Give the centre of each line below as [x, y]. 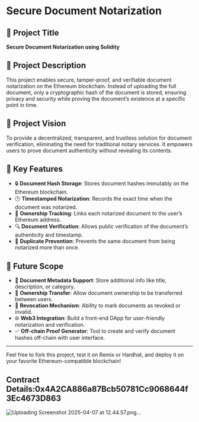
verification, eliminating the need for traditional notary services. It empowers [99, 144]
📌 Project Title [33, 33]
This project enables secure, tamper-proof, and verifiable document [89, 80]
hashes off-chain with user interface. [60, 338]
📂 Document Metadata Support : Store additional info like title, [91, 281]
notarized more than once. [47, 247]
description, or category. [45, 287]
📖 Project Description [46, 65]
